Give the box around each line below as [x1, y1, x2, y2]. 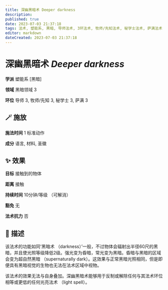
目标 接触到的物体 [5, 171, 41, 177]
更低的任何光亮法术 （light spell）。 [18, 279, 90, 285]
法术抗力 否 [5, 213, 28, 219]
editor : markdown [5, 31, 41, 36]
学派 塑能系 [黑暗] [5, 76, 42, 82]
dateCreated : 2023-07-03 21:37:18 [5, 36, 77, 41]
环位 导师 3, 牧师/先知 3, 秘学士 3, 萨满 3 [5, 97, 88, 103]
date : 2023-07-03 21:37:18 [5, 21, 61, 27]
